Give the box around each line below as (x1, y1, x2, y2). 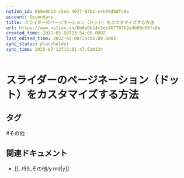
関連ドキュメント (6, 148, 68, 158)
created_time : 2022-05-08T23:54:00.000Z (6, 30, 106, 36)
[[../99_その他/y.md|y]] (14, 165, 70, 172)
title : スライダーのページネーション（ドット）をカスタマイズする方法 (6, 19, 155, 25)
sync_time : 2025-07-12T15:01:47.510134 (6, 47, 103, 53)
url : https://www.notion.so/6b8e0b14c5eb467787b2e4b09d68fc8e (6, 25, 161, 31)
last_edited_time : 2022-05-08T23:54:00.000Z (6, 36, 116, 41)
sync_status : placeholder (6, 41, 69, 47)
